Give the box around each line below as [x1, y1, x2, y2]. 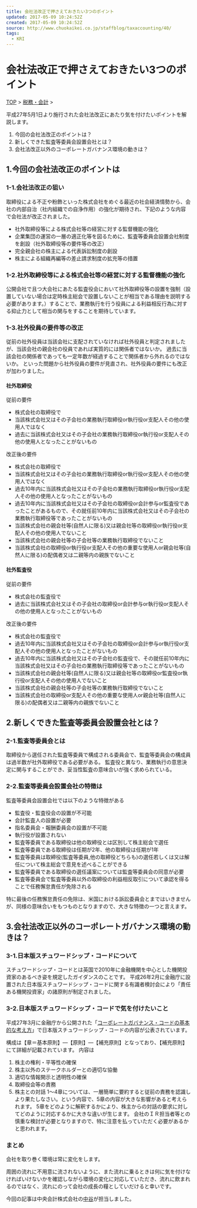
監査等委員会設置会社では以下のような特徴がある [6, 797, 124, 804]
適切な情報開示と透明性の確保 [14, 1073, 87, 1080]
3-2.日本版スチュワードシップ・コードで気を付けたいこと [6, 1004, 169, 1013]
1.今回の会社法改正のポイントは [6, 164, 120, 174]
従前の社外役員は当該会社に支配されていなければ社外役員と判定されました [6, 338, 186, 345]
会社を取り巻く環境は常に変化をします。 [6, 1155, 104, 1163]
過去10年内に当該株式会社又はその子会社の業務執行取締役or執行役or [14, 485, 179, 492]
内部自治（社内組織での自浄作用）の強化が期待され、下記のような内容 [16, 205, 186, 213]
